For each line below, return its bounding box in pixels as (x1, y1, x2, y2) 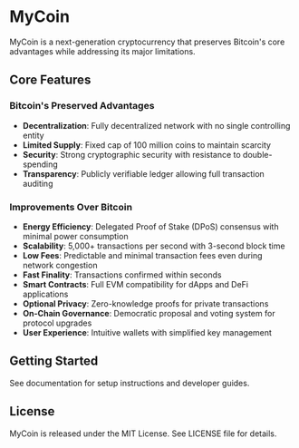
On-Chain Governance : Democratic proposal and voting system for (22, 307, 275, 318)
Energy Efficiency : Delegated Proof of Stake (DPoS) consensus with (22, 220, 279, 232)
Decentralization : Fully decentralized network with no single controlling (22, 120, 291, 131)
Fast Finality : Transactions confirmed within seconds (22, 269, 222, 280)
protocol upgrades (22, 317, 92, 328)
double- (243, 149, 273, 160)
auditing (22, 178, 53, 189)
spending (22, 159, 59, 170)
